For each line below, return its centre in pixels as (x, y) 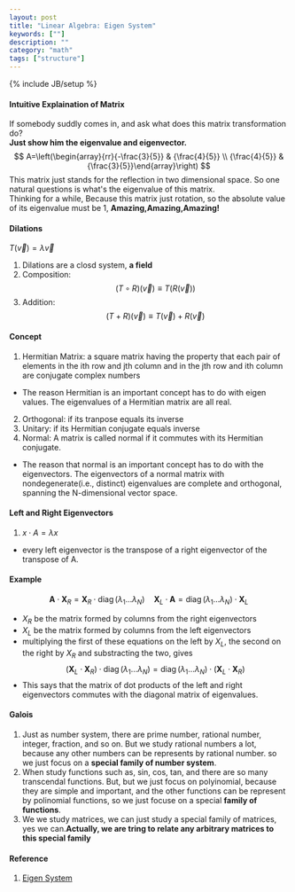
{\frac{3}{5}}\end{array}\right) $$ (149, 166)
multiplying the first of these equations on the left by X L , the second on (151, 642)
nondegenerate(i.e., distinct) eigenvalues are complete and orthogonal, (152, 483)
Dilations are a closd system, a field (87, 265)
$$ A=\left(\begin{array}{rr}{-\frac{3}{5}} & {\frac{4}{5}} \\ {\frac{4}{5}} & (149, 157)
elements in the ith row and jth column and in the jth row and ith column (152, 365)
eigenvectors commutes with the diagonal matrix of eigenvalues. (140, 694)
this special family (56, 838)
